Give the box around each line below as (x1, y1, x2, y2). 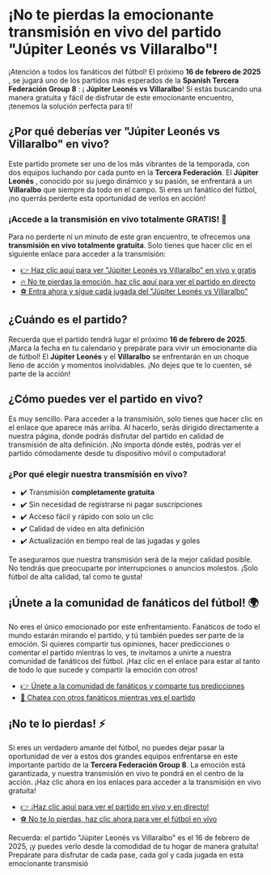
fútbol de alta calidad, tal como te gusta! (8, 571, 143, 581)
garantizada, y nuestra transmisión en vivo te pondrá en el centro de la (8, 768, 244, 778)
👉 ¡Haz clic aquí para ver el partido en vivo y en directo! (19, 801, 210, 811)
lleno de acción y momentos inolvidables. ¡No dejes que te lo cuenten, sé (8, 360, 252, 370)
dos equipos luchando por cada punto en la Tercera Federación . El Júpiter (8, 168, 259, 177)
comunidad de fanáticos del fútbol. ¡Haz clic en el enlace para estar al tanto (8, 656, 260, 665)
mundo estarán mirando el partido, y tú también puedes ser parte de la (8, 630, 244, 640)
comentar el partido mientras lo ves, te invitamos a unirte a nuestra (8, 648, 232, 657)
